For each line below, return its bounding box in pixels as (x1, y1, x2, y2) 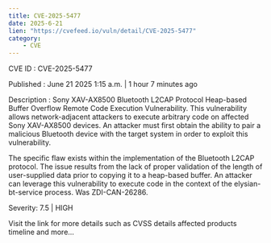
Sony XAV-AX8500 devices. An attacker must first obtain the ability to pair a (8, 121, 261, 130)
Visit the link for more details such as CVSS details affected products (8, 219, 237, 229)
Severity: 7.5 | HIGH (8, 203, 73, 213)
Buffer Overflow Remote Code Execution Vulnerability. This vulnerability (8, 104, 248, 113)
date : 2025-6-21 (8, 19, 63, 27)
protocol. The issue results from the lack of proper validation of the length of (8, 162, 263, 171)
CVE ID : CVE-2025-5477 (8, 64, 93, 73)
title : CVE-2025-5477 (8, 11, 81, 20)
